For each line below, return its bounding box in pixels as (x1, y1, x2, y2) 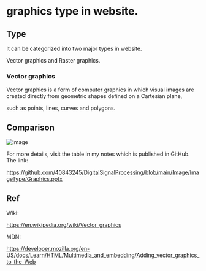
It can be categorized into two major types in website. (6, 45, 142, 52)
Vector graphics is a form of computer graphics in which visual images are (6, 86, 194, 93)
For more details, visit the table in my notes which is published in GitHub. (6, 150, 190, 158)
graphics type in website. (6, 4, 139, 18)
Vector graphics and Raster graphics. (6, 57, 101, 64)
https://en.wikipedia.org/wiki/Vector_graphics (6, 221, 121, 228)
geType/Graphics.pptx (6, 175, 63, 183)
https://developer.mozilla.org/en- (6, 245, 90, 252)
